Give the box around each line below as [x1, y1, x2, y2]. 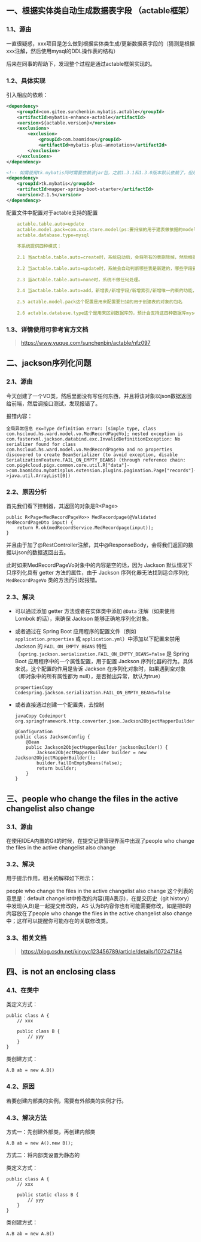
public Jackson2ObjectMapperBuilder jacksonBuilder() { [26, 745, 168, 751]
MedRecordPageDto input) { [6, 520, 74, 526]
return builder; [36, 766, 77, 772]
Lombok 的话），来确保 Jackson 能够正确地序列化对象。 [14, 615, 153, 622]
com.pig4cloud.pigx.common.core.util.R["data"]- [6, 462, 130, 468]
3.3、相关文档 [6, 934, 47, 942]
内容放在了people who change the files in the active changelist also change [6, 910, 193, 917]
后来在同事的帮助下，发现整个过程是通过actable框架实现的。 [6, 60, 156, 67]
